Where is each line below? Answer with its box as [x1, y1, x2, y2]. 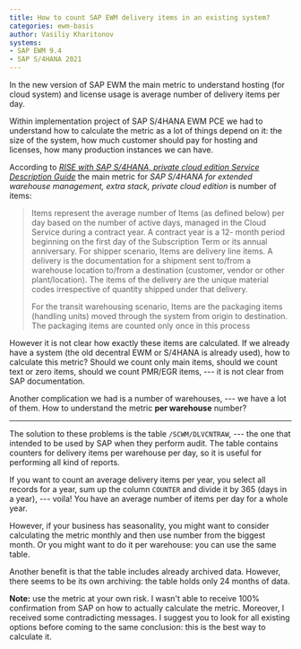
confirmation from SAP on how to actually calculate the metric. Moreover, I [9, 602, 285, 613]
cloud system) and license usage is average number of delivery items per [9, 89, 280, 100]
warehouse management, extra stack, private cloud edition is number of [9, 181, 278, 191]
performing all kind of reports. [9, 457, 120, 467]
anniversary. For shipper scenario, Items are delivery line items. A [30, 246, 273, 256]
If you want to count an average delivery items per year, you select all [9, 474, 266, 485]
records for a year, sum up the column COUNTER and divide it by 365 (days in [9, 484, 288, 494]
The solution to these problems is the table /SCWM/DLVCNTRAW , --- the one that [9, 428, 291, 439]
